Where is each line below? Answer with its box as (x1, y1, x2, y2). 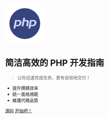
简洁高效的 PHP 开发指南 (5, 58, 105, 69)
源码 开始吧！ (5, 108, 32, 114)
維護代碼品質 (12, 97, 38, 103)
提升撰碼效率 (12, 85, 38, 91)
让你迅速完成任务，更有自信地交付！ (17, 74, 91, 80)
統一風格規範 (12, 91, 38, 97)
